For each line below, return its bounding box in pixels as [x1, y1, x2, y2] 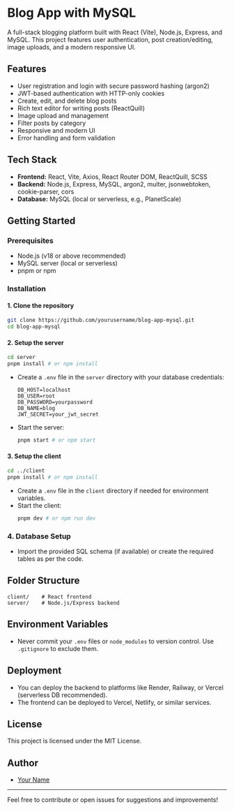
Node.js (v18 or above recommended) [17, 251, 127, 260]
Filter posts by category [17, 119, 86, 127]
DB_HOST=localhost [17, 386, 71, 394]
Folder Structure [7, 575, 80, 587]
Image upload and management [17, 111, 109, 119]
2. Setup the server [7, 338, 64, 346]
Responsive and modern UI [17, 126, 95, 134]
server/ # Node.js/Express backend [7, 599, 120, 606]
